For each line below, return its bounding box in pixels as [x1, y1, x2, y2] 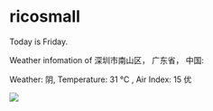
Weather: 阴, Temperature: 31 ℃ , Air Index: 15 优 [9, 74, 192, 85]
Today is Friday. [9, 36, 69, 47]
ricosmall [9, 6, 81, 27]
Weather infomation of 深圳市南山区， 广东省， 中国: [9, 54, 205, 65]
